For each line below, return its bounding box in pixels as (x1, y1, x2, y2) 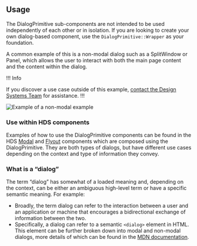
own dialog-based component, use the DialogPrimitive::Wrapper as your (6, 32, 184, 40)
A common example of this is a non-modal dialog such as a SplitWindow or (6, 50, 188, 58)
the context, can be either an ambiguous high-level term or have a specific (6, 185, 187, 192)
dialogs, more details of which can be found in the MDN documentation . (14, 234, 189, 241)
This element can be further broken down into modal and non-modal (14, 227, 181, 234)
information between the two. (14, 215, 86, 222)
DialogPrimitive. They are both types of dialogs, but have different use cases (6, 144, 192, 151)
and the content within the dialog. (6, 63, 88, 70)
